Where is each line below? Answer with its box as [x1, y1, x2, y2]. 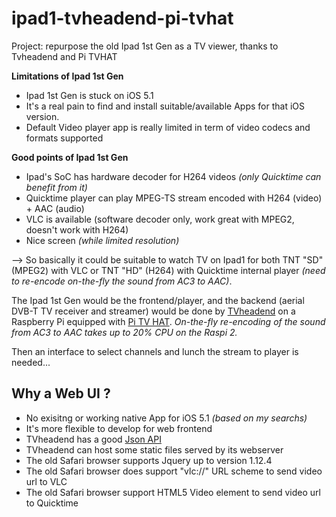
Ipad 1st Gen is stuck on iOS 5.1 [25, 89, 154, 101]
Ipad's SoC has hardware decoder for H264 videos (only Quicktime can [25, 170, 322, 182]
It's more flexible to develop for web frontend [25, 422, 213, 434]
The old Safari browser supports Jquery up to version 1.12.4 [25, 454, 273, 466]
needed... [11, 356, 51, 368]
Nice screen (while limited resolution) [25, 234, 180, 246]
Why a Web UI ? [11, 385, 111, 402]
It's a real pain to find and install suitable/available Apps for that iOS [25, 100, 305, 112]
